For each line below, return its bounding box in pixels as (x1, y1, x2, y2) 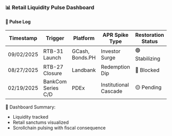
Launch (43, 54, 61, 61)
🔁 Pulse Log (5, 18, 31, 25)
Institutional (100, 81, 129, 88)
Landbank (72, 66, 96, 74)
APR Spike (102, 32, 129, 39)
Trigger (46, 35, 64, 42)
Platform (73, 35, 95, 42)
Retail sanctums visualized (12, 119, 69, 126)
